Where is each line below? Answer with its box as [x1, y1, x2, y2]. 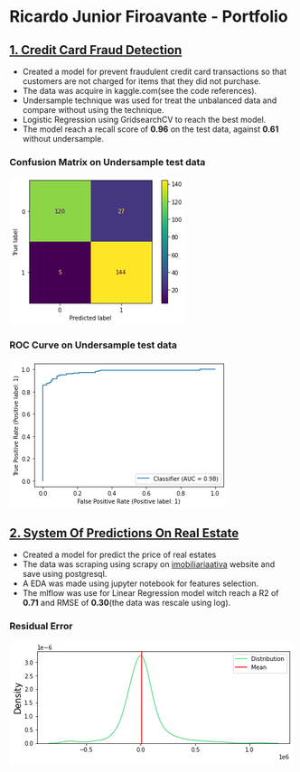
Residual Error [9, 620, 73, 633]
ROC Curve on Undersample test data [9, 339, 178, 351]
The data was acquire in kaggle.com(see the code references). [22, 86, 258, 96]
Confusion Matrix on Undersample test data [9, 155, 206, 168]
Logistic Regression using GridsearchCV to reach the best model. [22, 115, 267, 125]
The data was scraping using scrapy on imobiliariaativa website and [22, 559, 276, 570]
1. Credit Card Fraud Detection [9, 42, 183, 58]
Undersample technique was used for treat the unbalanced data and [22, 95, 277, 106]
